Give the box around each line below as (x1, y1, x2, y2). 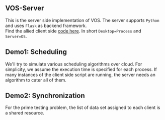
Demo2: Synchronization (5, 91, 86, 100)
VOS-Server (5, 4, 44, 12)
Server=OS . (5, 33, 27, 39)
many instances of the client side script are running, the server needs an (5, 71, 156, 77)
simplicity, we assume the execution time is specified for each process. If (5, 66, 157, 72)
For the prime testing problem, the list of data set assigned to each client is (5, 104, 160, 110)
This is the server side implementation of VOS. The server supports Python (5, 17, 159, 23)
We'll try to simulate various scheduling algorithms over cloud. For (5, 61, 142, 67)
